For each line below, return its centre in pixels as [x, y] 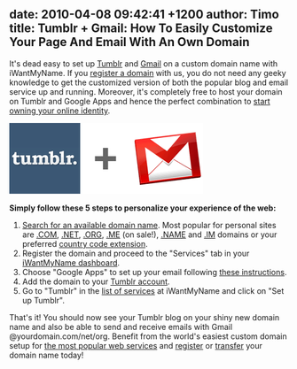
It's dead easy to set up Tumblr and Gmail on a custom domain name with [143, 63]
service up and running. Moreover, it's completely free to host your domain [146, 91]
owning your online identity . [60, 111]
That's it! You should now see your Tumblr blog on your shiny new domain [145, 317]
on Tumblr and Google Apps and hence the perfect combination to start [140, 101]
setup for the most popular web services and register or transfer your [136, 345]
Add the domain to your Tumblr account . [96, 281]
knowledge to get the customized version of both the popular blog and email [149, 82]
